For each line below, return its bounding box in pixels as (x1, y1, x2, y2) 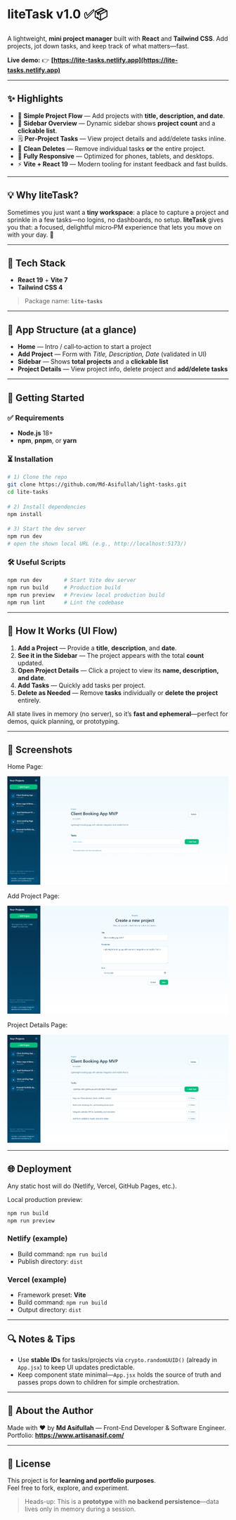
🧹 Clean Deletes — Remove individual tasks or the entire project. (17, 144, 206, 152)
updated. (17, 659, 44, 667)
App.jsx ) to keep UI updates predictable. (17, 1363, 135, 1371)
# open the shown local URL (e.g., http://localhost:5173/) (7, 541, 188, 548)
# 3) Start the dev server (7, 525, 86, 533)
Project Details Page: (7, 1021, 68, 1029)
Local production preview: (7, 1195, 83, 1203)
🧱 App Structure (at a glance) (7, 324, 137, 336)
